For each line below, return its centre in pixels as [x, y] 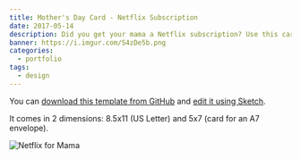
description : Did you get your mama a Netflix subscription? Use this [144, 34]
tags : [19, 68]
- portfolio [40, 59]
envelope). [29, 128]
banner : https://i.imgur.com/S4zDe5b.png [88, 42]
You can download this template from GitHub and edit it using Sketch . [138, 101]
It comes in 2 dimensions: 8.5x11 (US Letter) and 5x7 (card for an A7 [134, 118]
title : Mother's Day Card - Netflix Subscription [104, 17]
